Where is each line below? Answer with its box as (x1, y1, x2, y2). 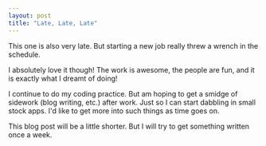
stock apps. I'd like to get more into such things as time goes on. (8, 105, 221, 116)
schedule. (8, 49, 41, 59)
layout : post (8, 11, 52, 20)
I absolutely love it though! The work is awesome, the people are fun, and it (8, 65, 255, 74)
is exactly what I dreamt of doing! (8, 73, 118, 83)
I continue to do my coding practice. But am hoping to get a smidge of (8, 89, 238, 98)
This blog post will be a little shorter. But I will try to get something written (8, 121, 249, 131)
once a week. (8, 129, 53, 140)
